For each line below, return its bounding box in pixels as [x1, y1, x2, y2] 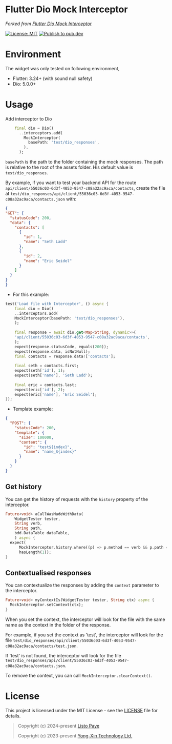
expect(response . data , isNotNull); [14, 349, 91, 354]
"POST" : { [10, 420, 31, 426]
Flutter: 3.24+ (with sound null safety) [12, 75, 93, 82]
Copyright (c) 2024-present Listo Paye [17, 722, 100, 729]
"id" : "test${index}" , [24, 445, 72, 450]
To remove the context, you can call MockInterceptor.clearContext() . [5, 672, 152, 678]
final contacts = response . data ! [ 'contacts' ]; [14, 354, 116, 359]
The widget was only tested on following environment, [5, 65, 120, 71]
